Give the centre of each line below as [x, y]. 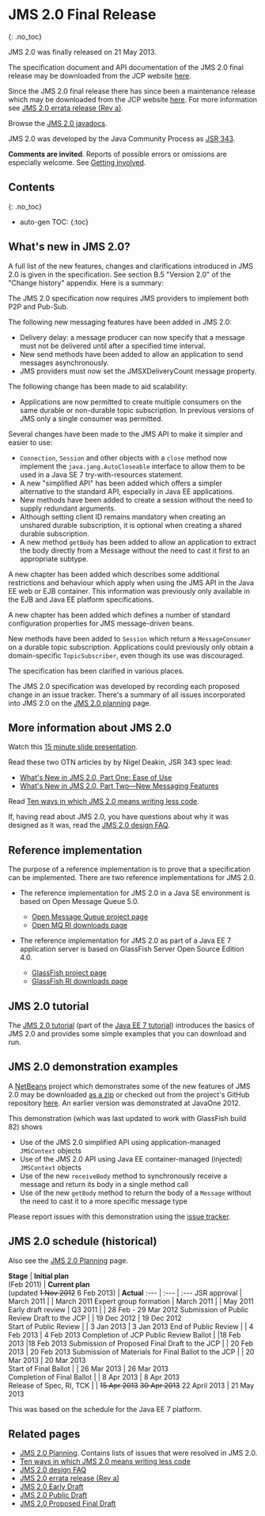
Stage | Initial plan [39, 1276]
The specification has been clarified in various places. [96, 671]
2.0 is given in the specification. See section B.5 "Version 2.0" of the [119, 274]
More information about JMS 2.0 [90, 727]
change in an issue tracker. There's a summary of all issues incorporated [127, 695]
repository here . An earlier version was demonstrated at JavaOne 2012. [125, 1103]
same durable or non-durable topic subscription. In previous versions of [137, 410]
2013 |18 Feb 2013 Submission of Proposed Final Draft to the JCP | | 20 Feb [131, 1343]
